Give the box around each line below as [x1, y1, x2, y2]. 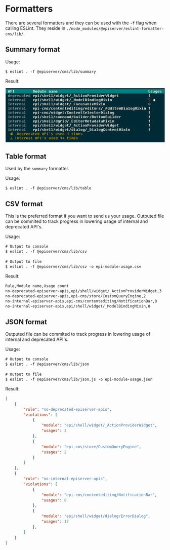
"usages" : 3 [41, 428, 67, 434]
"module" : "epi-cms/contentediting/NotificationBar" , [41, 492, 157, 497]
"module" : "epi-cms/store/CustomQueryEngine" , [41, 444, 142, 449]
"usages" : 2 [41, 449, 67, 455]
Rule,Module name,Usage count [5, 284, 69, 289]
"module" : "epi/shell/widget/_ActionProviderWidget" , [41, 423, 157, 428]
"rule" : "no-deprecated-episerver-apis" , [23, 407, 112, 412]
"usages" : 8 [41, 497, 67, 503]
